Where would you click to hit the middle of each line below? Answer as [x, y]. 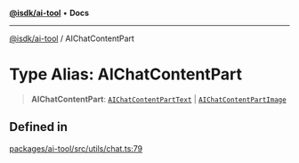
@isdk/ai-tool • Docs [49, 13]
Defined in [39, 127]
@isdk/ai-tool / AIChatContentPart [72, 38]
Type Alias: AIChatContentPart [126, 74]
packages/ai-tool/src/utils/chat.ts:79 [76, 148]
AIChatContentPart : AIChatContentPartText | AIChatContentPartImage [158, 99]
